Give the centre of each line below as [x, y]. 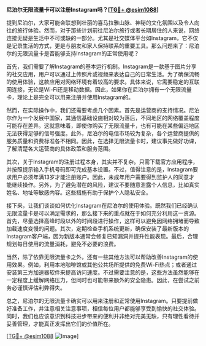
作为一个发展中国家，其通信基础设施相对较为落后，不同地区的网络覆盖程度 [105, 118]
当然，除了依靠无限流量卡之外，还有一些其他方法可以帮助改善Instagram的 [100, 257]
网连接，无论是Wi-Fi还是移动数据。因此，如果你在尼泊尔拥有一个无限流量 [99, 89]
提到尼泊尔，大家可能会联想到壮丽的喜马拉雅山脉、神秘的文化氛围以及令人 [100, 23]
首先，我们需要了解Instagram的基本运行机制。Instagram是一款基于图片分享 [101, 66]
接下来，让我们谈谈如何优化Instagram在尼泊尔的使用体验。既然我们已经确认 [102, 206]
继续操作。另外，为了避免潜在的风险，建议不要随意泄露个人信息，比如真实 [105, 185]
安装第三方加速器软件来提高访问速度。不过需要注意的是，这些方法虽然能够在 [103, 272]
